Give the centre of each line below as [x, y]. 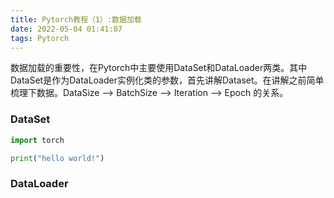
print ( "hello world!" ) [57, 158]
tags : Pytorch [40, 38]
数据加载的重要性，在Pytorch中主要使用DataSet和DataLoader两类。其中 [159, 68]
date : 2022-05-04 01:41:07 [66, 29]
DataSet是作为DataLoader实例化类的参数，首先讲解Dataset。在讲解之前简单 [167, 80]
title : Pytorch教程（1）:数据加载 [76, 19]
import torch [37, 140]
